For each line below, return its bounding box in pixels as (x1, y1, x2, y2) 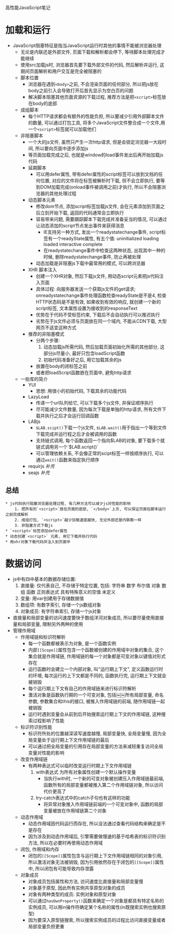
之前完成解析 (5, 512, 29, 517)
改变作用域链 (20, 756, 48, 762)
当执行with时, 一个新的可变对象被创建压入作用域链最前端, (43, 775, 164, 781)
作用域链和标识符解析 (20, 633, 66, 640)
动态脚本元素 (28, 197, 55, 203)
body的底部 (32, 100, 58, 107)
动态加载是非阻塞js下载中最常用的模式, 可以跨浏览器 (35, 260, 145, 266)
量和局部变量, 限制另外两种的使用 (12, 621, 83, 627)
